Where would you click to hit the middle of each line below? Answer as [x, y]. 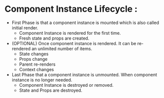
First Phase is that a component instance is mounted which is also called [85, 23]
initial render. [25, 27]
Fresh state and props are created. [54, 38]
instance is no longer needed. [42, 80]
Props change [33, 59]
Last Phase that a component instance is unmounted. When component [84, 74]
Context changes [36, 69]
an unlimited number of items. [62, 49]
